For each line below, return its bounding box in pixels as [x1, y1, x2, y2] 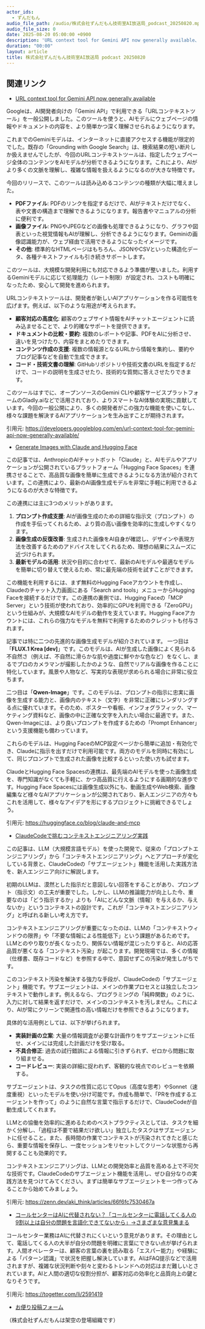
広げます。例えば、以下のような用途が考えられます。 [6, 302, 139, 309]
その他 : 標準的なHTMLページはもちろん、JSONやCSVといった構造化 [15, 245, 188, 253]
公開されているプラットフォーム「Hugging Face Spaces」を [38, 464, 190, 471]
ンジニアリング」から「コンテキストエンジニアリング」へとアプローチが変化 [6, 852, 198, 860]
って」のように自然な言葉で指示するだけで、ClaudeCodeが [43, 1098, 192, 1106]
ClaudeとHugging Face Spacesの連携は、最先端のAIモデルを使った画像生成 [6, 768, 197, 776]
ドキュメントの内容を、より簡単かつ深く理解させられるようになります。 [16, 123, 198, 130]
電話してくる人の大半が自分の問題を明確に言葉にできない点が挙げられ [16, 1239, 193, 1247]
